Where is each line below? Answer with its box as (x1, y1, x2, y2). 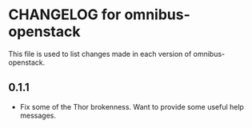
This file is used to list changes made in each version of (8, 49, 192, 58)
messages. (19, 110, 57, 120)
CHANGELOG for (8, 6, 122, 24)
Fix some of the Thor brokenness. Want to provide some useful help (19, 102, 244, 111)
